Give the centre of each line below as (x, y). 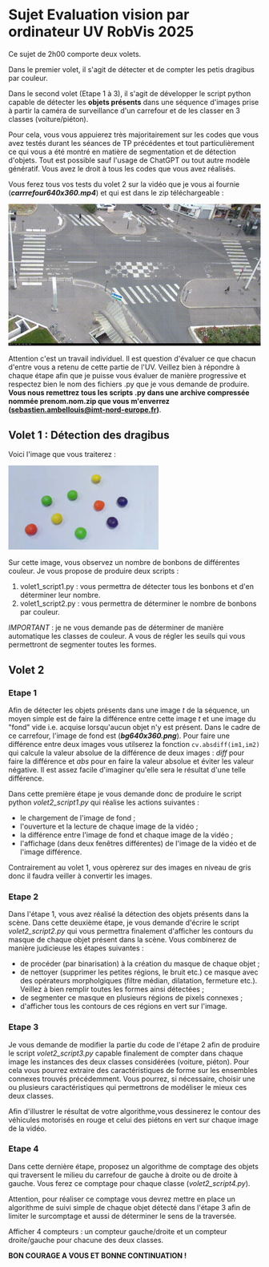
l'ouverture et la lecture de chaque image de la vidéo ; (109, 826)
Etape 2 (23, 897)
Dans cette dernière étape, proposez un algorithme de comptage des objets (133, 1166)
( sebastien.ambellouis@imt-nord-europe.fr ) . (85, 410)
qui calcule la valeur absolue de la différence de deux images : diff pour (126, 753)
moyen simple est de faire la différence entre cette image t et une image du (132, 718)
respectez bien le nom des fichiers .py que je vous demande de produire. (129, 384)
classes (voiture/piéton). (48, 119)
